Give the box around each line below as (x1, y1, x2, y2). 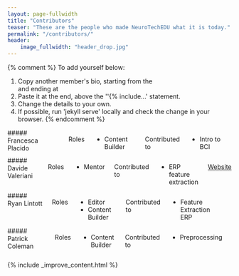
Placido (7, 144, 30, 152)
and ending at (17, 85, 59, 93)
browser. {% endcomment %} (17, 115, 105, 123)
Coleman (7, 242, 34, 250)
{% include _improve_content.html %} (7, 261, 119, 269)
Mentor (83, 163, 105, 171)
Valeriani (7, 172, 33, 180)
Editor (87, 198, 105, 206)
